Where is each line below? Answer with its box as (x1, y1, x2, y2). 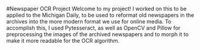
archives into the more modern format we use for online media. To (6, 18, 172, 25)
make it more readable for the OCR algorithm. (6, 37, 120, 44)
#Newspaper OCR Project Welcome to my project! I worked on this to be (6, 5, 187, 12)
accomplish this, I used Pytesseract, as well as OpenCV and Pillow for (6, 24, 181, 31)
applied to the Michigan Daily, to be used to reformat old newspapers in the (6, 11, 195, 19)
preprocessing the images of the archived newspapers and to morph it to (6, 31, 189, 38)
